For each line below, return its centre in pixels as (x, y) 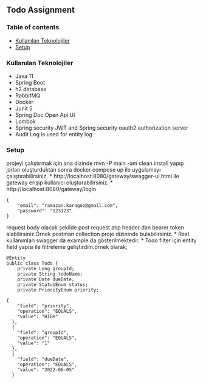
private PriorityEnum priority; (58, 290)
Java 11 (24, 76)
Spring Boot (30, 82)
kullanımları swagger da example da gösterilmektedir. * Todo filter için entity (101, 240)
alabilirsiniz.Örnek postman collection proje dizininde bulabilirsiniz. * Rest (98, 234)
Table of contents (33, 27)
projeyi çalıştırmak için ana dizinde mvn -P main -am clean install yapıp (95, 163)
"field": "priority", (44, 306)
